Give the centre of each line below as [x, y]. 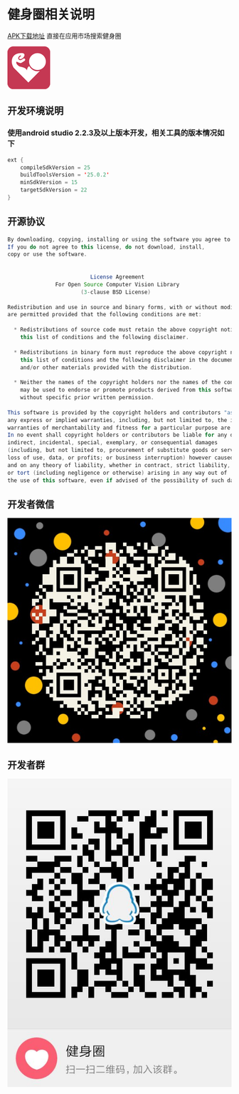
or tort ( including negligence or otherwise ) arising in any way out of [117, 473]
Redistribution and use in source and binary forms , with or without [113, 307]
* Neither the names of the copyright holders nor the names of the [117, 383]
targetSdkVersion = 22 [54, 190]
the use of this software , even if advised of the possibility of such [116, 480]
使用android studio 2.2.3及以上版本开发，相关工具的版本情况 [112, 133]
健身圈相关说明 [51, 15]
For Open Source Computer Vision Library [117, 284]
